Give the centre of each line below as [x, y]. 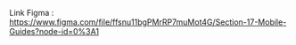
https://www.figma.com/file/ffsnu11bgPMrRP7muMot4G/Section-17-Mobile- [148, 22]
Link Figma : [32, 13]
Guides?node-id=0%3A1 [54, 31]
